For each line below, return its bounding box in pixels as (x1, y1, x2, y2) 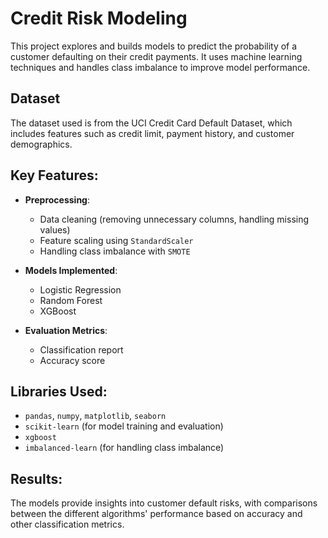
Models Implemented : (24, 264, 118, 276)
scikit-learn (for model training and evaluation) (24, 420, 224, 432)
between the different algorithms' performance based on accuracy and (10, 508, 303, 520)
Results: (10, 470, 63, 487)
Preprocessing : (24, 193, 90, 206)
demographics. (10, 138, 73, 150)
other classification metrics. (10, 518, 125, 531)
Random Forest (39, 294, 103, 306)
